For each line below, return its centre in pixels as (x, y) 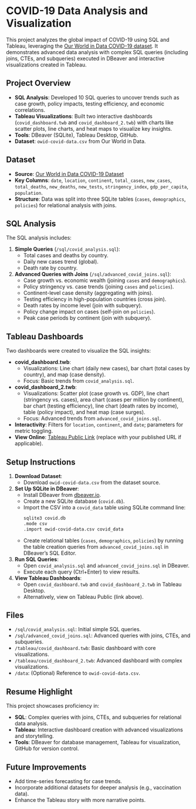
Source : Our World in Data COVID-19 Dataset (69, 174)
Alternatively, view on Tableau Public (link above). (83, 596)
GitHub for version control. (47, 748)
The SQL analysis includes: (39, 238)
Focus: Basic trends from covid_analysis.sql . (79, 381)
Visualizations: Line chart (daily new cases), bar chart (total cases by (107, 369)
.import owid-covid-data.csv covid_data (73, 529)
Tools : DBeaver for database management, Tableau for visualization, (97, 742)
